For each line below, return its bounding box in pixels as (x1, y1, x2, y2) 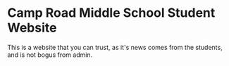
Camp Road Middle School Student (7, 5, 216, 21)
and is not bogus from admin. (7, 51, 93, 59)
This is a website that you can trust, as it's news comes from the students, (7, 43, 223, 51)
